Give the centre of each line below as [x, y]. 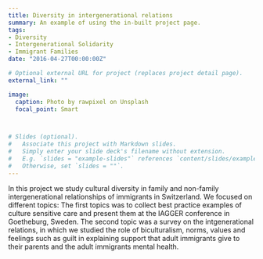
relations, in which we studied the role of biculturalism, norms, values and [127, 230]
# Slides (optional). [43, 137]
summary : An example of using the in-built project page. [104, 23]
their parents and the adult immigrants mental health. [94, 246]
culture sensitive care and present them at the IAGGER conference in [119, 213]
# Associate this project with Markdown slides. [92, 144]
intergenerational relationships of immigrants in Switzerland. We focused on [130, 196]
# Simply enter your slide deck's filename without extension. [117, 152]
